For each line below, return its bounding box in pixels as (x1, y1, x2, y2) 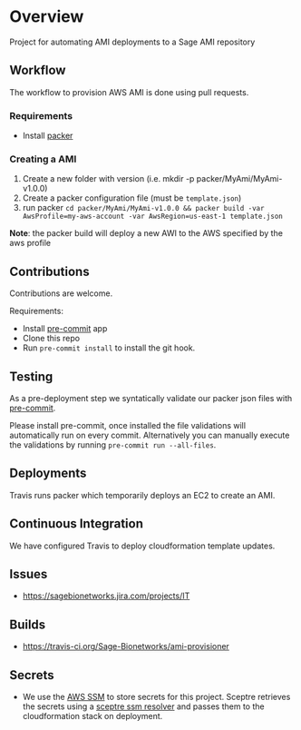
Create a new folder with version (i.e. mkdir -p (22, 173, 195, 184)
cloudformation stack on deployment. (22, 711, 163, 722)
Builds (9, 617, 46, 632)
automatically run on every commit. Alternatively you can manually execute (9, 429, 290, 440)
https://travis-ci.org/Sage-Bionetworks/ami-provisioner (22, 641, 229, 652)
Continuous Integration (9, 516, 143, 532)
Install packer (22, 130, 73, 142)
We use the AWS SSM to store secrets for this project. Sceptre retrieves (22, 692, 291, 703)
